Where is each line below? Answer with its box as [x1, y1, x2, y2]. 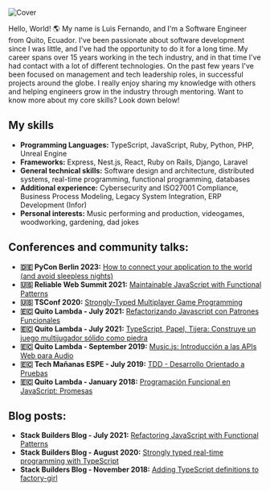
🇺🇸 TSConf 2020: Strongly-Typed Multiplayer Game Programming [19, 297, 243, 306]
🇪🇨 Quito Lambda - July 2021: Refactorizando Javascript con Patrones [19, 306, 260, 316]
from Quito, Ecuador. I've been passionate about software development [8, 35, 245, 44]
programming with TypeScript [19, 456, 119, 466]
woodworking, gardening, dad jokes [19, 217, 139, 227]
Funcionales [19, 315, 60, 325]
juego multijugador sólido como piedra [19, 333, 149, 343]
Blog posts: [8, 410, 67, 423]
